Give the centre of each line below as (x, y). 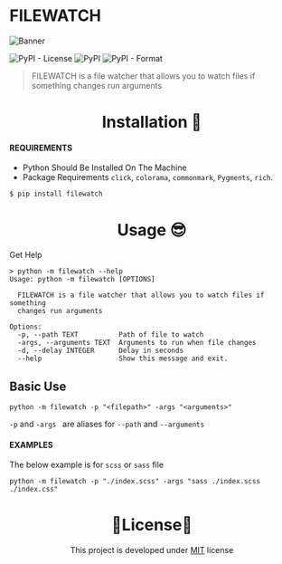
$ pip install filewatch (56, 194)
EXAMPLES (31, 445)
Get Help (26, 255)
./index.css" (34, 490)
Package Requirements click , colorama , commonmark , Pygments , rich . (148, 177)
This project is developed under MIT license (152, 550)
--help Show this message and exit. (123, 358)
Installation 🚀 (152, 122)
